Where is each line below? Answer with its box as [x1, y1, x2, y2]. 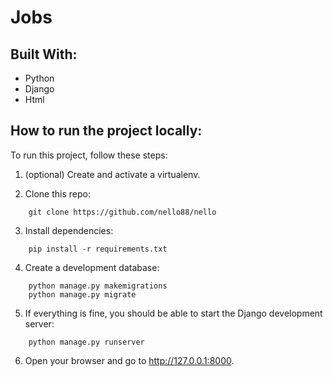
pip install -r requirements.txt [28, 244, 168, 254]
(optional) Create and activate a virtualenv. [24, 168, 201, 180]
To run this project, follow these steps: [10, 149, 168, 161]
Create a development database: [24, 261, 160, 273]
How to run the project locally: [10, 122, 203, 140]
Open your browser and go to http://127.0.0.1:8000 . [24, 354, 235, 366]
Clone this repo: [24, 187, 91, 200]
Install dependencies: [24, 224, 114, 236]
